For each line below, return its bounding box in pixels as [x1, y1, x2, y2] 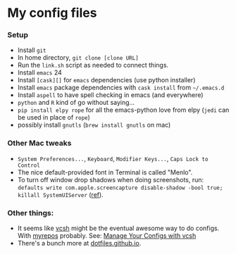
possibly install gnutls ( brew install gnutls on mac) [17, 121, 171, 129]
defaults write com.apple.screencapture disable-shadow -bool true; [17, 184, 223, 191]
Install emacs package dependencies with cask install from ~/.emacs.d [17, 83, 225, 92]
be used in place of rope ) [17, 113, 90, 122]
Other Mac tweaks [7, 139, 72, 148]
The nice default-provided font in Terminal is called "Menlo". [17, 167, 193, 177]
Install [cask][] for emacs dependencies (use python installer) [17, 76, 196, 84]
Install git [17, 46, 46, 54]
